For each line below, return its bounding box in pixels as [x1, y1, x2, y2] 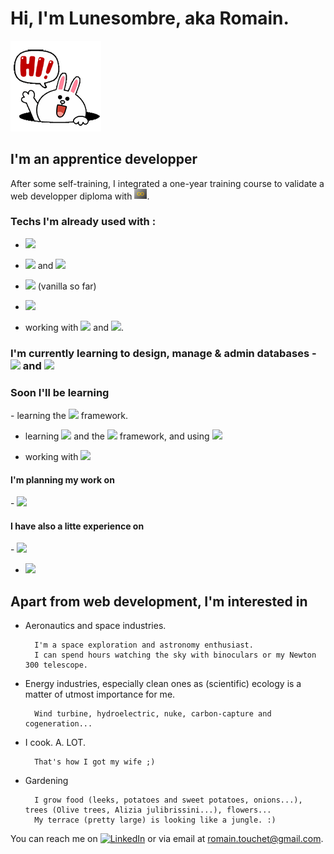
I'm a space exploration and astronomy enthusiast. [34, 640, 254, 651]
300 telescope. [24, 660, 89, 671]
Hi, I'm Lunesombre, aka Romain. [10, 7, 290, 30]
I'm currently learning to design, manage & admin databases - [10, 346, 317, 360]
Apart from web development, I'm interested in [10, 593, 308, 610]
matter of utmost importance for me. [24, 688, 176, 701]
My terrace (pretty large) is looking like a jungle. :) [34, 815, 277, 826]
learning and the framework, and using [24, 430, 210, 442]
